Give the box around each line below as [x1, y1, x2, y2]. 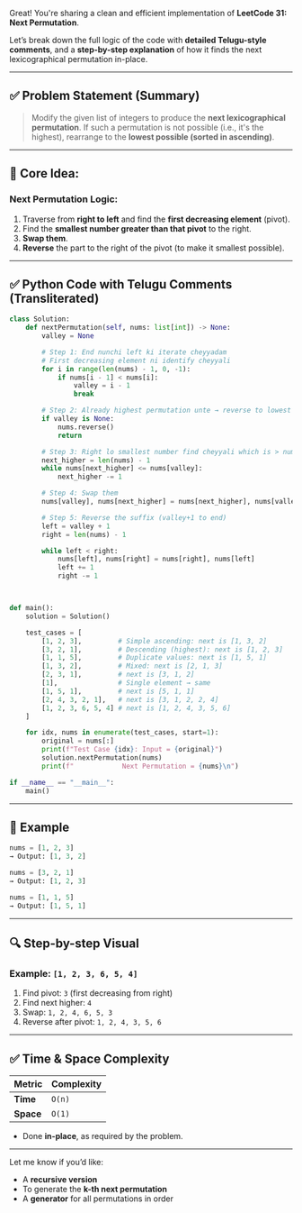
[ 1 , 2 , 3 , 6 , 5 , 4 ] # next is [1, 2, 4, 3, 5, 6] [41, 703, 231, 713]
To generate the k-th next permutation [22, 1184, 168, 1195]
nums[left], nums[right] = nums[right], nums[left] [57, 554, 255, 564]
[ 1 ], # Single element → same [41, 679, 211, 688]
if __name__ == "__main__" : [9, 778, 115, 787]
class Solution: [9, 315, 70, 324]
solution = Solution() [25, 612, 111, 621]
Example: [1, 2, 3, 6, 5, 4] [9, 967, 138, 980]
